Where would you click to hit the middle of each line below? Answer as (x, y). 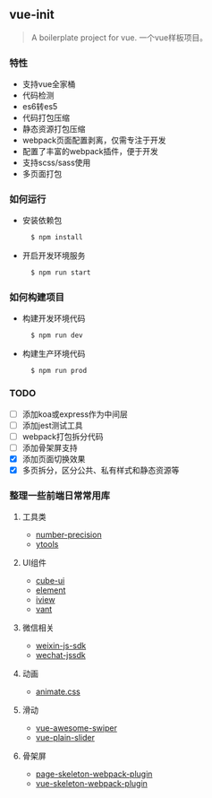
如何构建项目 (37, 298)
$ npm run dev (57, 335)
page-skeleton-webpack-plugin (94, 774)
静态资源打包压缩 (54, 129)
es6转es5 (40, 107)
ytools (47, 544)
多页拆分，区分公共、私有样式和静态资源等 (101, 470)
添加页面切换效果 (54, 459)
